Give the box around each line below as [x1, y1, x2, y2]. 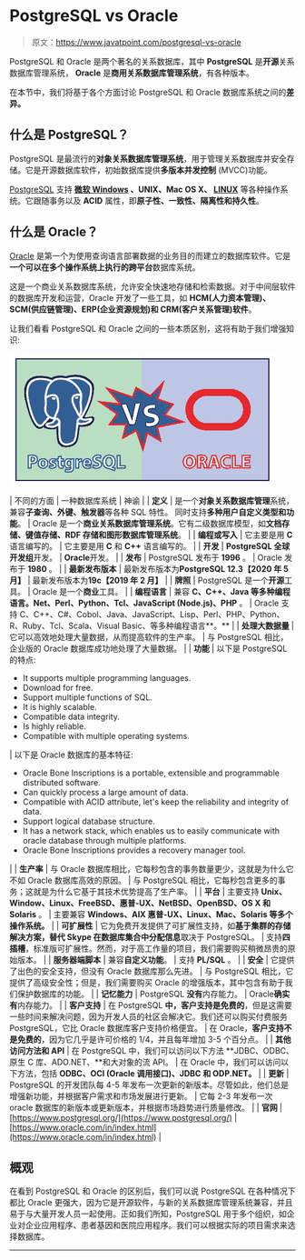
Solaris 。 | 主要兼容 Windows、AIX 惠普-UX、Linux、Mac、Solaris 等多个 [9, 908, 293, 919]
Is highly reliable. [22, 720, 86, 732]
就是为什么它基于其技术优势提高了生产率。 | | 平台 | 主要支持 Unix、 [33, 885, 288, 896]
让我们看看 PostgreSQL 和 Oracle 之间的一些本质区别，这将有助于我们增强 [9, 323, 287, 334]
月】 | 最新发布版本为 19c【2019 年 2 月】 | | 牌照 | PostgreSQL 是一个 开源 [9, 575, 285, 585]
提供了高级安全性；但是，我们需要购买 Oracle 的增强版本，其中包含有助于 [9, 976, 286, 987]
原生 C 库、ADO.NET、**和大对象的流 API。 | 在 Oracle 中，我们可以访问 [9, 1056, 281, 1067]
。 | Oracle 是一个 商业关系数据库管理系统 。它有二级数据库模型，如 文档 [17, 517, 282, 528]
